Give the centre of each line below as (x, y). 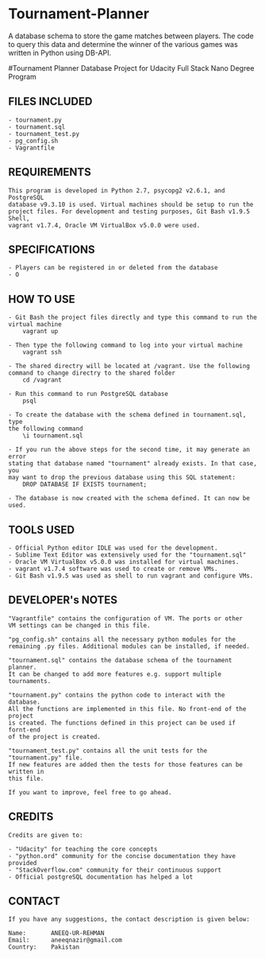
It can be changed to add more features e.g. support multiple (115, 674)
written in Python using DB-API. (60, 52)
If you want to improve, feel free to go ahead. (90, 792)
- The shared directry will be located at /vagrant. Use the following (129, 367)
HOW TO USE (42, 299)
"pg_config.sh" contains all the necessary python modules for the (122, 639)
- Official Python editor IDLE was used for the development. (113, 548)
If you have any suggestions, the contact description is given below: (129, 919)
